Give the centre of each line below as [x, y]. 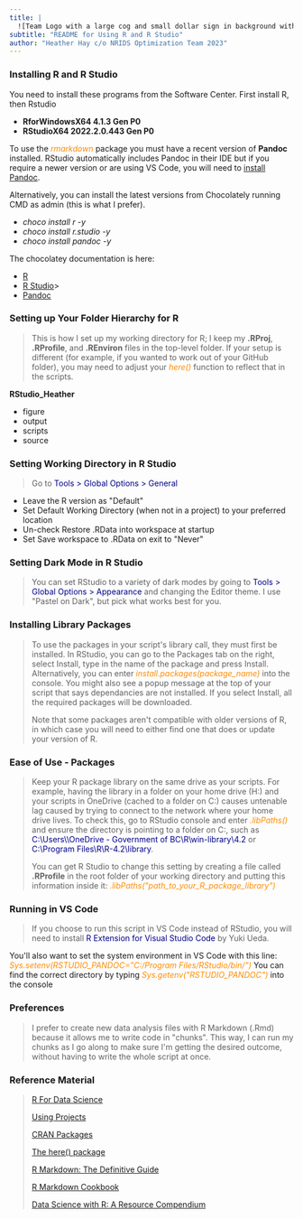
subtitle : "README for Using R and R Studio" [96, 34]
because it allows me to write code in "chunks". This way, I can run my [162, 1037]
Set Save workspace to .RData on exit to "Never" [113, 539]
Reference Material [52, 1080]
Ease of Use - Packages [62, 762]
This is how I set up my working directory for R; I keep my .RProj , [152, 338]
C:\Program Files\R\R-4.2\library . [92, 849]
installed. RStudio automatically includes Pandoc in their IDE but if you [139, 158]
